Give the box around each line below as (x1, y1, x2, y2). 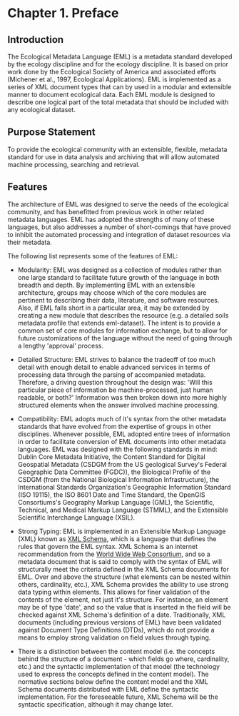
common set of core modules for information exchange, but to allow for (17, 326, 228, 335)
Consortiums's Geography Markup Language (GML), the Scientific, (17, 498, 215, 506)
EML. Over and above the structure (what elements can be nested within (17, 573, 231, 581)
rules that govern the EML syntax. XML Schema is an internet (17, 542, 198, 550)
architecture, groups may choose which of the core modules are (17, 288, 207, 297)
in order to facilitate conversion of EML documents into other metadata (17, 437, 226, 445)
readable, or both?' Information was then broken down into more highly (17, 393, 227, 401)
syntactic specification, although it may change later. (17, 700, 173, 708)
